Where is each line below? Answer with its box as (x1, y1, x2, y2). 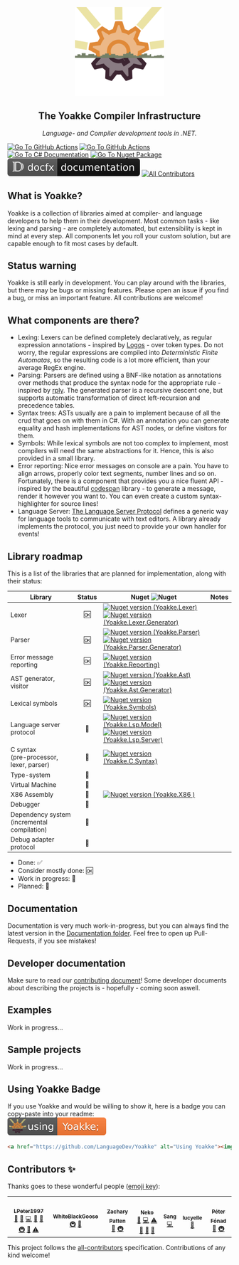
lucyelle (182, 1214, 203, 1222)
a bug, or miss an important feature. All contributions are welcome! (7, 294, 203, 302)
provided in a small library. (17, 454, 95, 462)
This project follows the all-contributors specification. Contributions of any (7, 1244, 226, 1252)
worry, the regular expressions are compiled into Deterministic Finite (17, 349, 218, 357)
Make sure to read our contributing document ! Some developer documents (7, 975, 227, 985)
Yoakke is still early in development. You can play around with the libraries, (7, 278, 226, 287)
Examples (7, 1004, 52, 1017)
